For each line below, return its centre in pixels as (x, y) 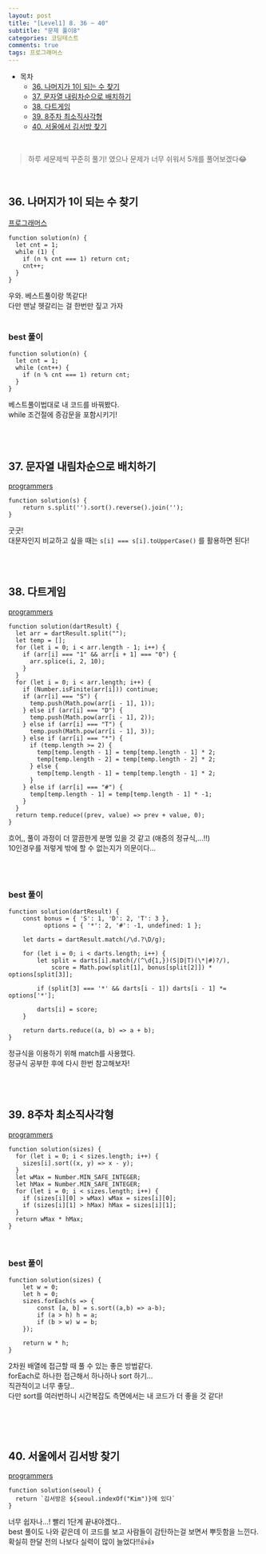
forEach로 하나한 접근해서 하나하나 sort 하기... (81, 1376)
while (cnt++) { (42, 368)
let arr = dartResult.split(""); (71, 633)
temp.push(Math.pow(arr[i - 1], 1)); (92, 703)
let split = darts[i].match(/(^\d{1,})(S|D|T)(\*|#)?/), (133, 961)
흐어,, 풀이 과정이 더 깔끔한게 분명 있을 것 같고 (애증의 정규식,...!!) (109, 838)
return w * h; (46, 1343)
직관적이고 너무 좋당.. (41, 1386)
